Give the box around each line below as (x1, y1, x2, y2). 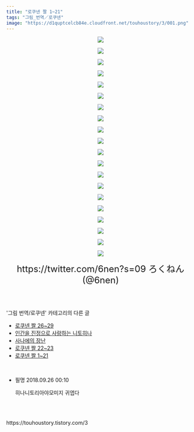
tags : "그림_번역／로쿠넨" (6, 14, 64, 20)
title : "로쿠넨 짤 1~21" (6, 8, 63, 15)
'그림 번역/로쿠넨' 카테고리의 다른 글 (6, 310, 90, 317)
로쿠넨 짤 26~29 (14, 322, 54, 329)
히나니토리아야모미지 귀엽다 (14, 389, 80, 397)
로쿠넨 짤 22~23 (14, 344, 54, 352)
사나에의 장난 (14, 337, 46, 344)
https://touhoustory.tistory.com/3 (6, 419, 88, 427)
